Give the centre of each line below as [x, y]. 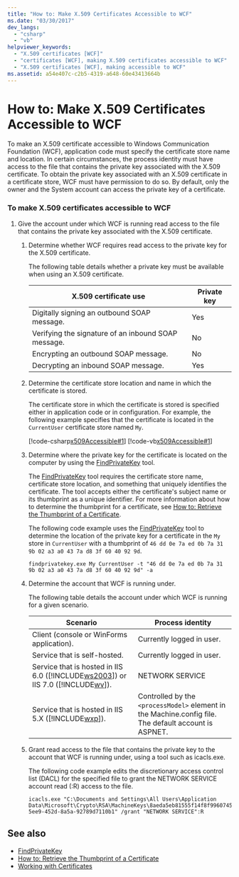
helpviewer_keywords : [39, 47]
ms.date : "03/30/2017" [41, 21]
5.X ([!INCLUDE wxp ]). [69, 718]
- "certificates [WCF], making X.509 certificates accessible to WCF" [121, 61]
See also [27, 834]
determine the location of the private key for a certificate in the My [124, 536]
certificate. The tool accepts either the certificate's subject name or [127, 491]
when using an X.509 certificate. [76, 274]
